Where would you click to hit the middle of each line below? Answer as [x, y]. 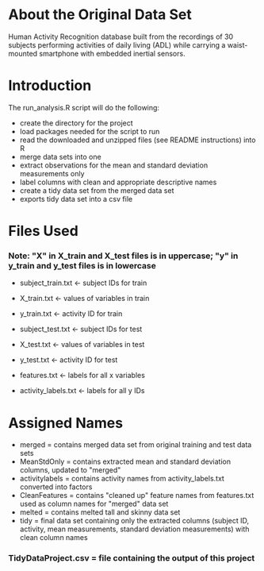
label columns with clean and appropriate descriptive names [118, 182]
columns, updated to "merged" [70, 470]
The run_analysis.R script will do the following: [84, 107]
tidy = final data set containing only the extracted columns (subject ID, [134, 521]
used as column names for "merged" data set [94, 504]
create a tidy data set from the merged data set [97, 190]
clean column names [54, 538]
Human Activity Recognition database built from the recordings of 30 [121, 37]
